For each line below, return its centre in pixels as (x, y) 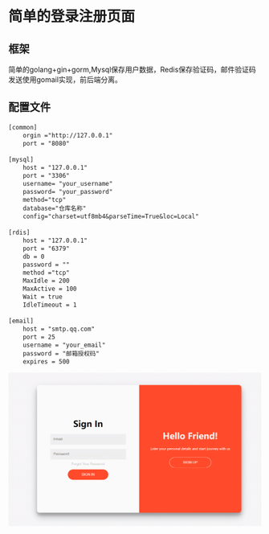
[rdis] (19, 232)
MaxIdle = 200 (46, 281)
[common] (23, 127)
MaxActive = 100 (50, 289)
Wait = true (43, 297)
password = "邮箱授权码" (61, 353)
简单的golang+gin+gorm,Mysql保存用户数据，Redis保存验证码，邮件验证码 (132, 70)
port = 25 (39, 337)
